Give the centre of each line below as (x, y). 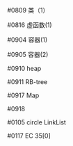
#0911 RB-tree (27, 82)
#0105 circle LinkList (36, 122)
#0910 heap (24, 68)
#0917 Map (23, 95)
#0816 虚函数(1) (30, 25)
